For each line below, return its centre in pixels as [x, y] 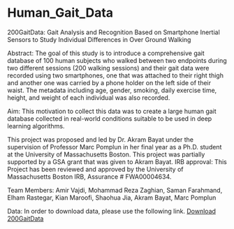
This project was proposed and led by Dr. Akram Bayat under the [101, 139]
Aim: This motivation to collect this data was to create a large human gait [112, 111]
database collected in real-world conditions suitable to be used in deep [110, 118]
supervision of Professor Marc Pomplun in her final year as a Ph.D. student [115, 147]
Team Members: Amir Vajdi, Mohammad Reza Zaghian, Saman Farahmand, [115, 190]
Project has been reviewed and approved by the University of [95, 169]
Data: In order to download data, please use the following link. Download [112, 211]
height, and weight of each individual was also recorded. [89, 97]
